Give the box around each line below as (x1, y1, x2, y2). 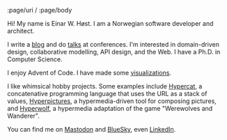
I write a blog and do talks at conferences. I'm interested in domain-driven (7, 40, 219, 48)
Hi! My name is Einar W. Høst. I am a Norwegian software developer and (7, 20, 214, 27)
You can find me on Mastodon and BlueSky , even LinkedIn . (7, 125, 176, 133)
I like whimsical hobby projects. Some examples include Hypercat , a (7, 82, 203, 90)
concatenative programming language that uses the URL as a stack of (7, 90, 208, 98)
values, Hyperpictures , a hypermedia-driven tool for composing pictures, (7, 97, 217, 105)
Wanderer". (7, 111, 40, 120)
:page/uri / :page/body (7, 6, 72, 14)
